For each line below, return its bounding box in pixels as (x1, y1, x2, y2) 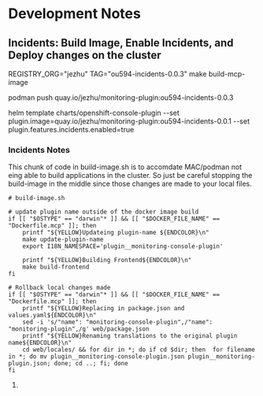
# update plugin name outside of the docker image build (8, 208, 199, 217)
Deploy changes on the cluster (8, 48, 161, 61)
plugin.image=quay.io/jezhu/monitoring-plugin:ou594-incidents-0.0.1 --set (8, 117, 250, 126)
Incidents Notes (8, 144, 71, 155)
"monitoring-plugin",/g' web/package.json (8, 325, 150, 333)
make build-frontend (22, 263, 90, 272)
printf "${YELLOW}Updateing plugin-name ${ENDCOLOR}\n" (22, 229, 210, 237)
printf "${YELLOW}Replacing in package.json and (22, 305, 185, 313)
